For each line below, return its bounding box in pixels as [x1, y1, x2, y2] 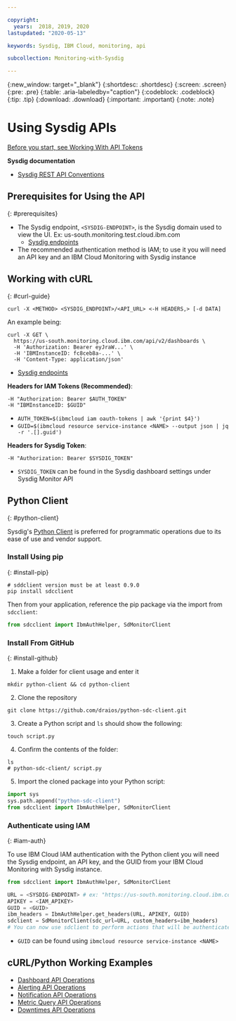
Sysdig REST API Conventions [17, 170, 105, 179]
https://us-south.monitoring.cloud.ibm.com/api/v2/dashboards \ [13, 337, 206, 344]
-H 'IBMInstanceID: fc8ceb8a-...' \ [13, 349, 121, 357]
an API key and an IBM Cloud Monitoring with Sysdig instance [17, 252, 197, 261]
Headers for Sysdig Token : [7, 441, 86, 450]
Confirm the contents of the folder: [17, 745, 119, 753]
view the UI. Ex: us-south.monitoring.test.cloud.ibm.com [17, 230, 181, 239]
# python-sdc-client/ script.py [7, 765, 102, 772]
